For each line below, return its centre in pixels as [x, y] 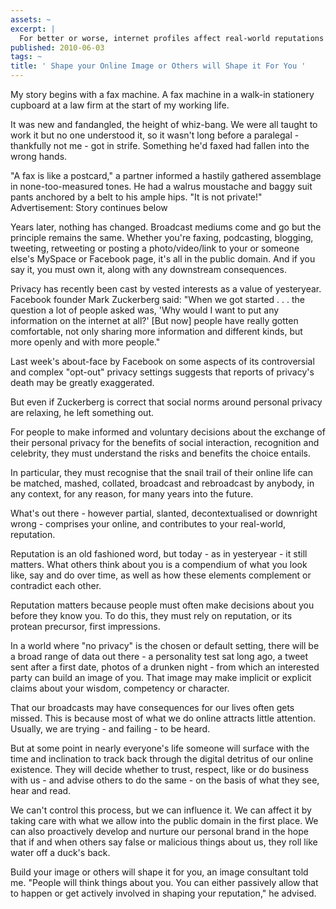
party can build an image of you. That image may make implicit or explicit [161, 677]
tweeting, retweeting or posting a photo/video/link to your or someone [155, 248]
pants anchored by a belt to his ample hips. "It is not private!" [136, 197]
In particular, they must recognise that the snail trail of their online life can [161, 472]
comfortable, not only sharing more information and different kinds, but [156, 331]
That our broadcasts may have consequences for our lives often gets [152, 707]
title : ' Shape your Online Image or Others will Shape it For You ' [158, 66]
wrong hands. [39, 156]
